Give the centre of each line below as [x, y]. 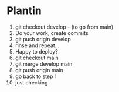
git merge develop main [44, 64]
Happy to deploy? [36, 51]
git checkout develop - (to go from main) [64, 27]
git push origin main [39, 70]
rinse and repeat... [37, 45]
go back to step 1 [36, 76]
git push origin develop [43, 39]
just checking [31, 82]
